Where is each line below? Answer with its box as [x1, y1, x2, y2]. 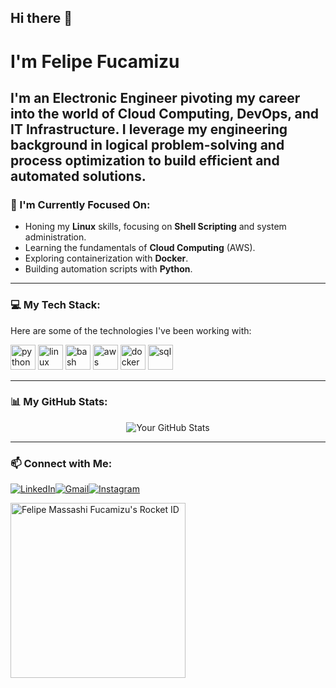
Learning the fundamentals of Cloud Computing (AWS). [24, 242, 256, 254]
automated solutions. [10, 167, 147, 185]
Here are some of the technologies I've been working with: [10, 324, 252, 336]
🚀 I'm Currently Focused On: [10, 197, 151, 211]
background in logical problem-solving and [10, 136, 285, 153]
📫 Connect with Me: [10, 456, 113, 470]
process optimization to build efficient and [10, 152, 280, 169]
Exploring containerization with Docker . [24, 252, 189, 265]
